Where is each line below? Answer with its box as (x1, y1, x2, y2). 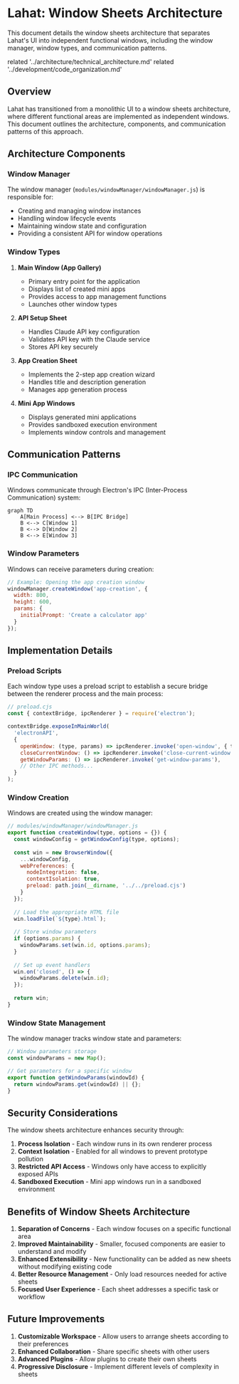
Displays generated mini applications (28, 413, 137, 421)
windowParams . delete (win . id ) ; (20, 975, 110, 982)
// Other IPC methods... (20, 763, 94, 770)
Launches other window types (28, 300, 117, 308)
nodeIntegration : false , (26, 869, 100, 876)
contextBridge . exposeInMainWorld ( (7, 723, 110, 730)
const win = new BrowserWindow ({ (14, 849, 113, 856)
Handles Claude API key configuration (28, 327, 140, 336)
